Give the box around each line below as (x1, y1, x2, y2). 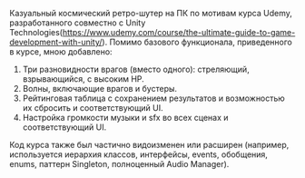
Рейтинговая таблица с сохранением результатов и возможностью (22, 93, 286, 104)
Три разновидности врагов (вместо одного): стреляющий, (22, 64, 250, 74)
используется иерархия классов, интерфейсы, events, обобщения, (9, 149, 268, 160)
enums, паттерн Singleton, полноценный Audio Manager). (9, 159, 230, 169)
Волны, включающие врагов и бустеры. (22, 84, 178, 94)
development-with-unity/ (9, 36, 103, 47)
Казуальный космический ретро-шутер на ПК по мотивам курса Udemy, (9, 8, 293, 18)
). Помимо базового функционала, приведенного (102, 36, 293, 47)
